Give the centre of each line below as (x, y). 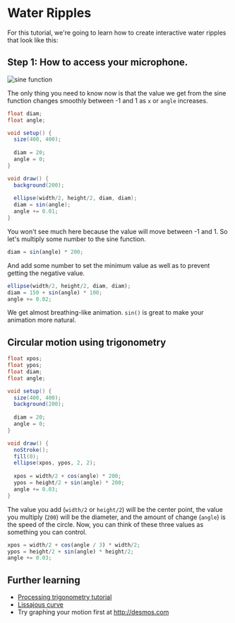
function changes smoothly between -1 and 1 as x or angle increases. (108, 100)
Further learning (44, 580)
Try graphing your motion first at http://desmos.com (93, 612)
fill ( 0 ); (26, 456)
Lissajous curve (40, 605)
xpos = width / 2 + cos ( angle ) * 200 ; (67, 476)
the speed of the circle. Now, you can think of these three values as (106, 524)
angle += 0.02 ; (30, 299)
